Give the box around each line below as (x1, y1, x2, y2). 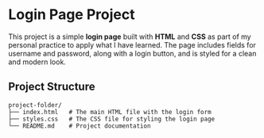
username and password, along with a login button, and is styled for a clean (8, 48, 257, 58)
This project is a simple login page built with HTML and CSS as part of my (8, 32, 252, 41)
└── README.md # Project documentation (8, 121, 151, 130)
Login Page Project (8, 6, 135, 24)
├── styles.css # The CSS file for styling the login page (8, 115, 215, 123)
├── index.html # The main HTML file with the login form (8, 108, 212, 116)
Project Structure (8, 80, 95, 94)
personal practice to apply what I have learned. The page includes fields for (8, 40, 257, 49)
